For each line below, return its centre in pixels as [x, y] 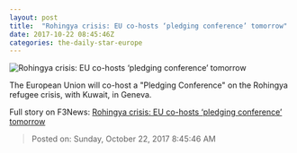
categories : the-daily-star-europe [76, 42]
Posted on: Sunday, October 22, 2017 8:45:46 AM [123, 139]
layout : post [34, 17]
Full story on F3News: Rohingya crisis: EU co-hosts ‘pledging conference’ [146, 112]
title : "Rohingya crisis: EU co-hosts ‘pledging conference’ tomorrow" [148, 26]
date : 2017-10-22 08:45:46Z [62, 34]
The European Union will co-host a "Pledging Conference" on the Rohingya [148, 85]
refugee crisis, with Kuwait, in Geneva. [81, 95]
